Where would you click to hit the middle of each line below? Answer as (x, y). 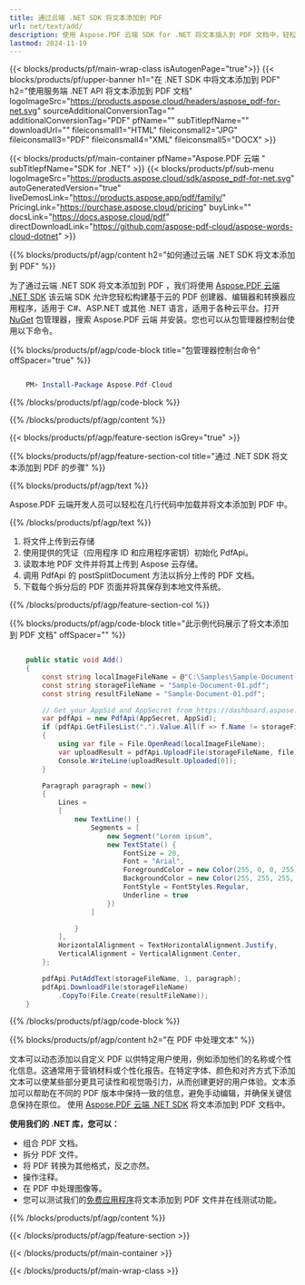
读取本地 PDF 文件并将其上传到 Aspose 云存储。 (113, 564)
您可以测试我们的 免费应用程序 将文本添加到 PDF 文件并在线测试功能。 (152, 1200)
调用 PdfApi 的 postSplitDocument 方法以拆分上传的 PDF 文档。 (141, 575)
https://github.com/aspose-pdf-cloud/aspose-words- (193, 227)
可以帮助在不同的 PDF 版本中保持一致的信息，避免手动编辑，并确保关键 (150, 1094)
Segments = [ (115, 828)
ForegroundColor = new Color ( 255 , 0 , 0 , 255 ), (212, 870)
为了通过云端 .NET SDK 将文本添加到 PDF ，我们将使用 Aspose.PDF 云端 (145, 286)
